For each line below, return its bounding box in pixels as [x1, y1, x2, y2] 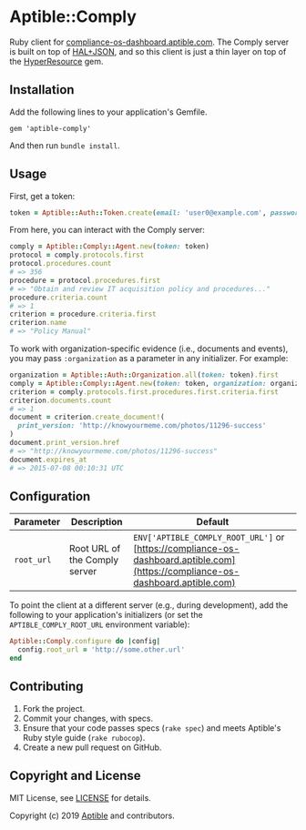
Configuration [9, 489, 91, 504]
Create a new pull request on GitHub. [22, 742, 162, 753]
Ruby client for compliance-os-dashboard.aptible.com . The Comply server [9, 36, 290, 47]
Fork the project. [22, 703, 86, 714]
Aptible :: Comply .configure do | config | [9, 637, 161, 646]
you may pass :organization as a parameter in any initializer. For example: [9, 353, 289, 364]
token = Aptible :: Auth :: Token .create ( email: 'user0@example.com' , [9, 207, 267, 218]
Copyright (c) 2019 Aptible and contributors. [9, 810, 175, 821]
